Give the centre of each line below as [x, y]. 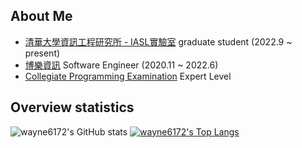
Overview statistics [72, 107]
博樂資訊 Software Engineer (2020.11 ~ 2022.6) [121, 65]
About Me [41, 16]
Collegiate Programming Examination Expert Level [128, 76]
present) [42, 53]
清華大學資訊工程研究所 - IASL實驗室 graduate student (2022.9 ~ [158, 41]
